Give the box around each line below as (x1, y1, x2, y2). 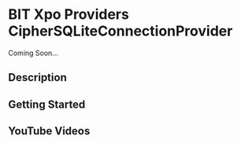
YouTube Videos (8, 124, 91, 138)
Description (8, 71, 67, 84)
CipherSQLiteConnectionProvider (8, 22, 233, 40)
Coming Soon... (8, 48, 59, 57)
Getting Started (8, 97, 86, 111)
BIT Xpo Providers (8, 5, 130, 24)
